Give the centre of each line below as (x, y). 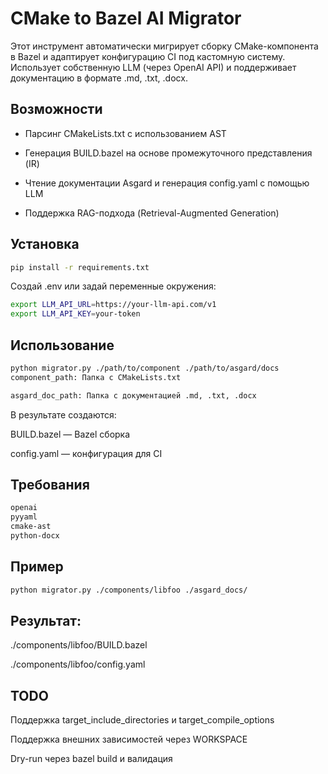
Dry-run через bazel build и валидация (91, 759)
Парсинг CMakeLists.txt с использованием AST (125, 133)
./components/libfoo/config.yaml (78, 664)
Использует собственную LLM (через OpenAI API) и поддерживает (153, 67)
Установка (45, 244)
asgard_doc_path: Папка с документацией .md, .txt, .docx (133, 395)
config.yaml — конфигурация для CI (86, 453)
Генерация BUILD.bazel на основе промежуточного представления (168, 153)
